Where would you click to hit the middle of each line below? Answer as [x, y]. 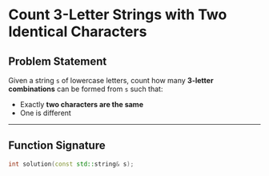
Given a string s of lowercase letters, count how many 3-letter [111, 80]
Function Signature [57, 146]
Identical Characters [78, 32]
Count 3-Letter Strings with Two [118, 15]
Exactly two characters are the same [82, 104]
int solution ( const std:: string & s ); [71, 164]
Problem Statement [58, 61]
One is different [46, 113]
